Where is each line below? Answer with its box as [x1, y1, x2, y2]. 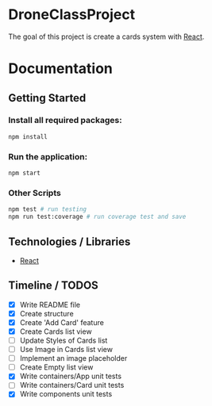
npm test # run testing [8, 205, 87, 213]
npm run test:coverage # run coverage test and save [8, 213, 187, 221]
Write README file [19, 300, 81, 309]
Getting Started [8, 91, 87, 105]
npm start [8, 169, 41, 178]
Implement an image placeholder [19, 354, 128, 363]
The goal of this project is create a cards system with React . [8, 32, 205, 41]
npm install [8, 132, 48, 140]
